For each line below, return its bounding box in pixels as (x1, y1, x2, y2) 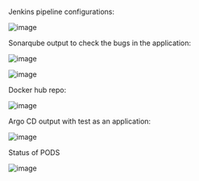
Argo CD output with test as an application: (8, 116, 151, 126)
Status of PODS (8, 148, 60, 157)
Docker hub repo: (8, 85, 67, 95)
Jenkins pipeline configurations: (8, 7, 115, 16)
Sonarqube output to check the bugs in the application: (8, 38, 192, 48)
